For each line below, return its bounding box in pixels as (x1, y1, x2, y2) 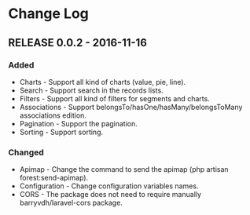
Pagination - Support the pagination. (19, 118, 138, 128)
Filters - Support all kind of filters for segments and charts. (19, 93, 210, 103)
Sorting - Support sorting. (19, 127, 104, 137)
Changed (8, 147, 45, 158)
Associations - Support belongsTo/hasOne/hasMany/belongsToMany (19, 102, 243, 111)
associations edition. (19, 111, 86, 120)
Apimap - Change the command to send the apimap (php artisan (19, 165, 230, 174)
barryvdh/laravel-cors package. (19, 198, 123, 208)
